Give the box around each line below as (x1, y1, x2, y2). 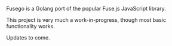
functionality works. (6, 23, 55, 29)
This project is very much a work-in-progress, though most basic (6, 17, 166, 23)
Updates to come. (6, 34, 50, 41)
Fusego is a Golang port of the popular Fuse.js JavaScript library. (6, 5, 166, 12)
